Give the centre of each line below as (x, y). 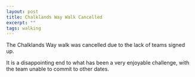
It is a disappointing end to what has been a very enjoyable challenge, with (98, 63)
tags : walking (24, 28)
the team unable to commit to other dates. (58, 69)
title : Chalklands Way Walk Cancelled (54, 17)
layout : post (22, 12)
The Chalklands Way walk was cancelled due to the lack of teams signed (96, 45)
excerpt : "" (21, 23)
